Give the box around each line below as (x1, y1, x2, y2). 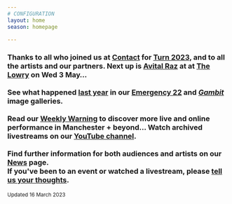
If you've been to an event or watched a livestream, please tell (7, 166, 223, 176)
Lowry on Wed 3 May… (7, 70, 88, 80)
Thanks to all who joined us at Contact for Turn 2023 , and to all (7, 53, 226, 62)
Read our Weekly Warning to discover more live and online (7, 114, 210, 123)
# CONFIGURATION (7, 10, 55, 18)
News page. (7, 158, 49, 168)
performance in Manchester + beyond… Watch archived (7, 123, 203, 132)
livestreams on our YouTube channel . (7, 131, 137, 141)
